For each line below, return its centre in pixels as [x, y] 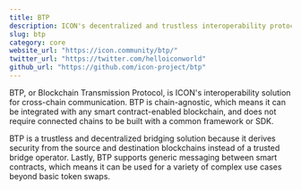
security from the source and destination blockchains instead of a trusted [145, 147]
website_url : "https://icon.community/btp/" [94, 51]
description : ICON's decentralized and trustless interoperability [138, 26]
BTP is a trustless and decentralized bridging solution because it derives [142, 138]
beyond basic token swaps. [60, 176]
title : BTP [30, 17]
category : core [38, 42]
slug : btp [28, 34]
